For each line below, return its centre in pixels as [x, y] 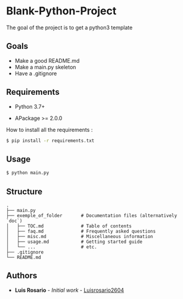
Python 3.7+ [30, 106]
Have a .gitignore [36, 73]
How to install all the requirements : [49, 130]
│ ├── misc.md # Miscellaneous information [80, 236]
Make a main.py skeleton [45, 67]
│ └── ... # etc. [52, 247]
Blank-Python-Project [61, 11]
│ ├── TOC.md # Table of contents [69, 226]
